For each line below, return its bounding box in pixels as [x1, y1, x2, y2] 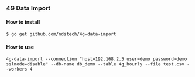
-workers [6, 67, 28, 72]
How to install [6, 19, 40, 25]
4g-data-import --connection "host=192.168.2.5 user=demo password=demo [6, 56, 187, 62]
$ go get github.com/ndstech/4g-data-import [6, 31, 117, 37]
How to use [6, 43, 34, 50]
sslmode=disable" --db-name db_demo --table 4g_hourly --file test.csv [6, 61, 184, 67]
